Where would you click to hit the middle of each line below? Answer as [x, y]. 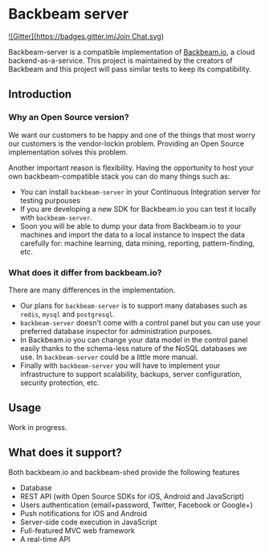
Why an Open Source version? [69, 118]
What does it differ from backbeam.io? [85, 272]
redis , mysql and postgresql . [67, 314]
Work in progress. [38, 427]
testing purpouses [50, 200]
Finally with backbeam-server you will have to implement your [120, 365]
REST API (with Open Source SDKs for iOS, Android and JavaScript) [132, 496]
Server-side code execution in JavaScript [88, 522]
